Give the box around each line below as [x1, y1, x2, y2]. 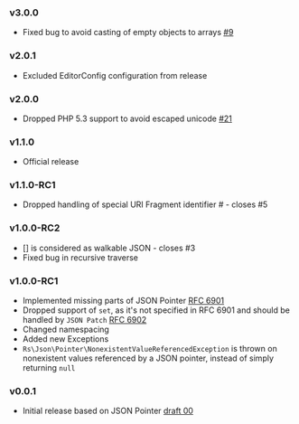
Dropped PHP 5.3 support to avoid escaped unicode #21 [22, 113, 232, 124]
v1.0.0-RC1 [9, 274, 59, 287]
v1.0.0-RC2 [9, 221, 61, 234]
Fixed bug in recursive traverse [22, 251, 138, 263]
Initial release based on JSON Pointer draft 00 [22, 405, 194, 417]
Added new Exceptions [22, 334, 109, 344]
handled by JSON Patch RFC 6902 [22, 315, 147, 325]
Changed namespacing [22, 324, 110, 335]
